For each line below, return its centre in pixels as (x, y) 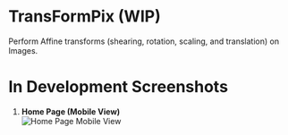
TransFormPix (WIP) (85, 17)
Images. (23, 50)
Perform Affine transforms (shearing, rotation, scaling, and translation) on (144, 41)
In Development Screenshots (119, 87)
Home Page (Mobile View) (71, 111)
